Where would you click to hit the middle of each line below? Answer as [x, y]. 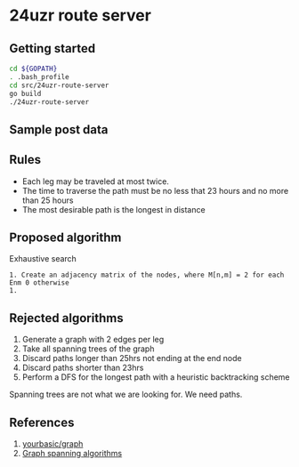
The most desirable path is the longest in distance [114, 209]
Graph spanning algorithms [72, 454]
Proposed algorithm [65, 237]
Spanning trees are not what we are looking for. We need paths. [126, 395]
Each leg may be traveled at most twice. [95, 181]
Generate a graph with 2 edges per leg [93, 340]
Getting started [53, 48]
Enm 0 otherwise [39, 283]
